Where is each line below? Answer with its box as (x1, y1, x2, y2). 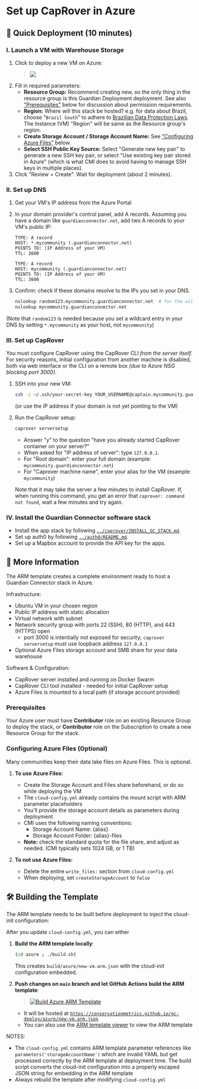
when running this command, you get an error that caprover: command (14, 492, 185, 499)
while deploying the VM (23, 787, 82, 795)
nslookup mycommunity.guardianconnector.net (14, 304, 127, 311)
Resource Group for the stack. (6, 730, 80, 737)
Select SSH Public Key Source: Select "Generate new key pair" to (23, 145, 185, 153)
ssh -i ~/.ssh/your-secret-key (14, 392, 93, 398)
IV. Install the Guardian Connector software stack (6, 513, 151, 522)
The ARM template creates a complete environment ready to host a (6, 573, 170, 580)
